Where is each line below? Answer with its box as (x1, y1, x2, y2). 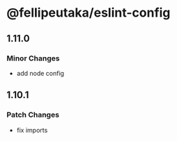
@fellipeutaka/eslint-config (6, 5, 171, 21)
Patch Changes (6, 110, 60, 119)
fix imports (16, 126, 48, 134)
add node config (16, 69, 64, 77)
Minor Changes (6, 53, 60, 63)
